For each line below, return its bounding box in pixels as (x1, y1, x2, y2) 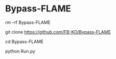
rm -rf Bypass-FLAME (5, 19, 51, 25)
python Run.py (5, 48, 35, 54)
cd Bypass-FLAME (5, 38, 44, 45)
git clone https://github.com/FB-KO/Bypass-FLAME (5, 29, 111, 35)
